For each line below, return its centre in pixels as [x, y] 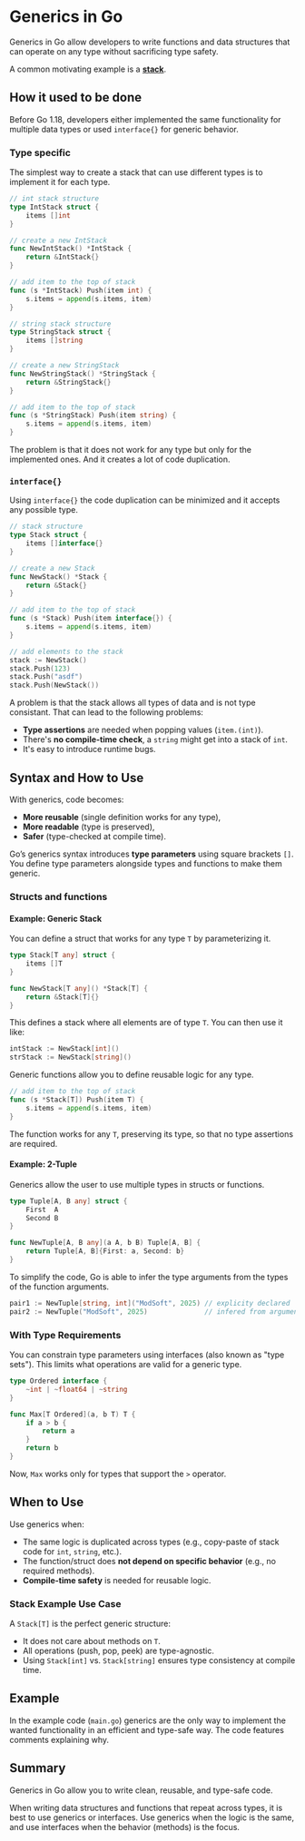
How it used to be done [76, 98]
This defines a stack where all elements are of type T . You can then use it [146, 1023]
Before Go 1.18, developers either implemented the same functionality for [145, 119]
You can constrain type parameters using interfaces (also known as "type [147, 1355]
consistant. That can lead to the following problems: [107, 712]
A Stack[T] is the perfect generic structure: [90, 1624]
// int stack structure [54, 199]
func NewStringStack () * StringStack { [83, 374]
